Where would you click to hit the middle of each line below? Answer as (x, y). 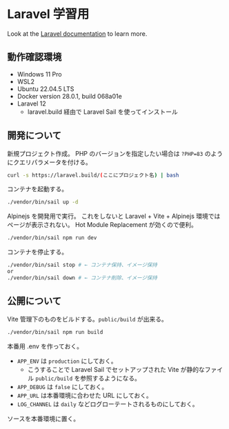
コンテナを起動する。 (37, 189)
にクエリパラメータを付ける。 (49, 162)
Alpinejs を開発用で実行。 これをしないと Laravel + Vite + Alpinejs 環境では (114, 216)
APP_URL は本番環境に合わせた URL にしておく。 (85, 395)
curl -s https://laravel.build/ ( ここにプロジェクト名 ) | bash (93, 175)
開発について (34, 136)
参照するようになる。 (111, 378)
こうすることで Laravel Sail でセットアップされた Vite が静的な (116, 369)
